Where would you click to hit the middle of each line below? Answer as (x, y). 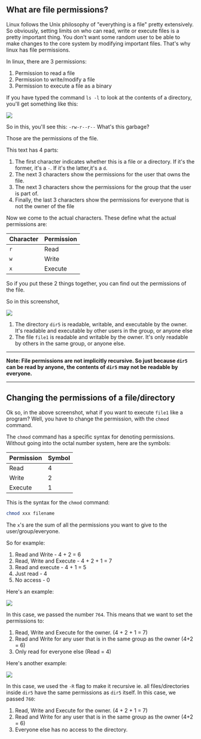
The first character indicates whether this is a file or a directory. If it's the (105, 161)
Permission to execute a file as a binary (63, 86)
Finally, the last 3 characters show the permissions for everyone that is (102, 200)
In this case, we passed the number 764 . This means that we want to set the (100, 614)
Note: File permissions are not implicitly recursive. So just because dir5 (97, 361)
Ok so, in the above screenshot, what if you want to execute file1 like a (95, 412)
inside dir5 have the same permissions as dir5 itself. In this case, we (91, 692)
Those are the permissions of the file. (52, 138)
